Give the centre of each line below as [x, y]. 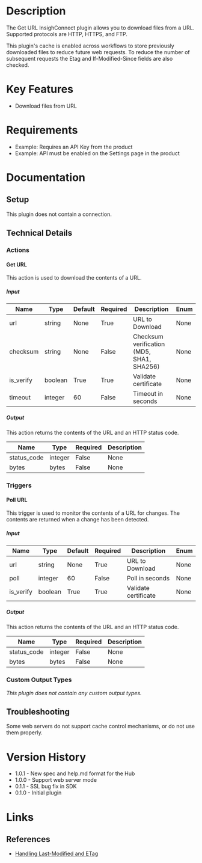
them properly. [25, 732]
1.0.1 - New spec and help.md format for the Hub [75, 773]
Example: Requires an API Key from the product [74, 147]
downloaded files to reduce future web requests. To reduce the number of [98, 52]
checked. [18, 65]
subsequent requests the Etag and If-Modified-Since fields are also [90, 58]
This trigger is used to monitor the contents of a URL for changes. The [93, 513]
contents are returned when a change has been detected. [78, 520]
